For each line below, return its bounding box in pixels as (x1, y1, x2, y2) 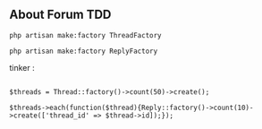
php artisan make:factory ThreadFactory (9, 30, 163, 39)
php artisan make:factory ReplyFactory (9, 47, 158, 56)
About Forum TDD (9, 7, 112, 22)
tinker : (9, 62, 36, 73)
